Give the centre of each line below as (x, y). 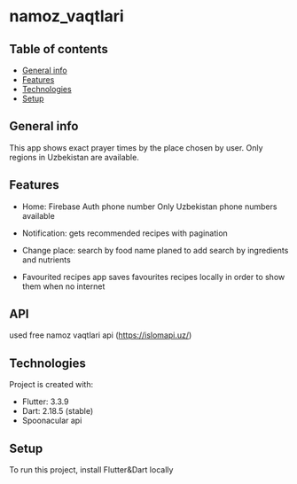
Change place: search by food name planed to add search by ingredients (155, 250)
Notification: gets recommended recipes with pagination (125, 233)
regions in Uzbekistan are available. (74, 157)
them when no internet (63, 286)
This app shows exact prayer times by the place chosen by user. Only (136, 147)
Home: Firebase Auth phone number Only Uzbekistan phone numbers (149, 207)
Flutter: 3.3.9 (45, 402)
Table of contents (59, 49)
